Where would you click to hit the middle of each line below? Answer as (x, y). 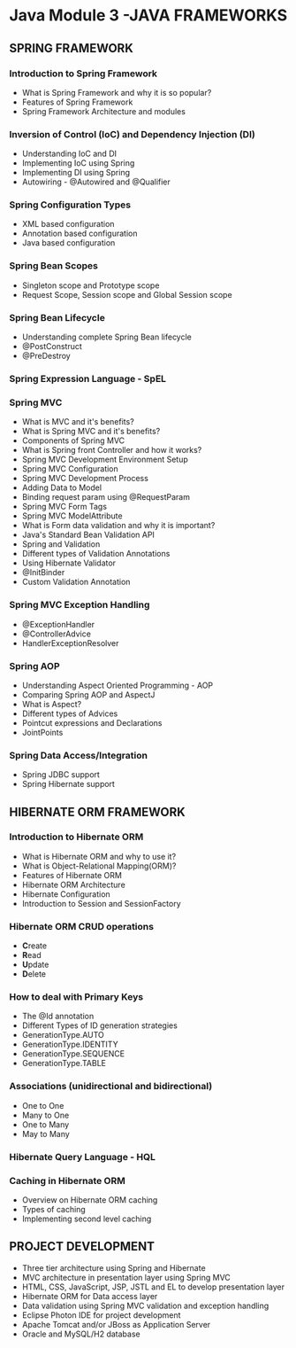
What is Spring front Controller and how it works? (112, 450)
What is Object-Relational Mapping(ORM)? (99, 866)
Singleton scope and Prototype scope (91, 285)
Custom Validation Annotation (76, 582)
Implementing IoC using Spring (78, 163)
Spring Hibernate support (68, 784)
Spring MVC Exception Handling (80, 605)
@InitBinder (43, 573)
